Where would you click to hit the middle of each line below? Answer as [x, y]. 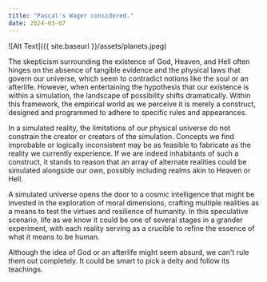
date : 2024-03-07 [37, 23]
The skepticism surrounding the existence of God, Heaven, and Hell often [129, 62]
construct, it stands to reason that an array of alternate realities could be [128, 161]
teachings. [26, 269]
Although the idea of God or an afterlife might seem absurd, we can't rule [129, 252]
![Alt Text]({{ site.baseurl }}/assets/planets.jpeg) [88, 46]
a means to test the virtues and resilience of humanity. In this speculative [128, 211]
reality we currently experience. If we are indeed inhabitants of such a [124, 153]
